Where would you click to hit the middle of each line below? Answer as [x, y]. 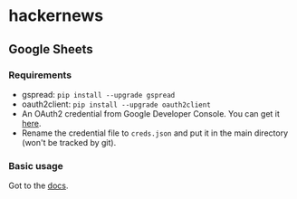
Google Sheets [51, 49]
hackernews [56, 16]
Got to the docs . [38, 185]
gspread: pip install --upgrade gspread [98, 94]
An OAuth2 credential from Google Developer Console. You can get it [150, 113]
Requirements [40, 75]
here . [31, 123]
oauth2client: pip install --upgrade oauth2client [116, 104]
